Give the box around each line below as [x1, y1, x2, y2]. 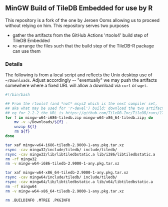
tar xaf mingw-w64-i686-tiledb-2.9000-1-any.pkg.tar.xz [5, 142, 124, 148]
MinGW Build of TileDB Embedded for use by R [5, 4, 153, 12]
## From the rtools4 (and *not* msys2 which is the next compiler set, [5, 101, 157, 106]
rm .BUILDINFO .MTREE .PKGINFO [5, 198, 70, 203]
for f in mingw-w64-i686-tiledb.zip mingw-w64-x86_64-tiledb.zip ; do [5, 115, 153, 120]
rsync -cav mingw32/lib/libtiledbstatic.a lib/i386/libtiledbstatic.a [5, 152, 155, 157]
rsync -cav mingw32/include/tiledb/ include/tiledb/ [5, 147, 117, 152]
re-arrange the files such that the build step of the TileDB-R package [12, 42, 154, 49]
